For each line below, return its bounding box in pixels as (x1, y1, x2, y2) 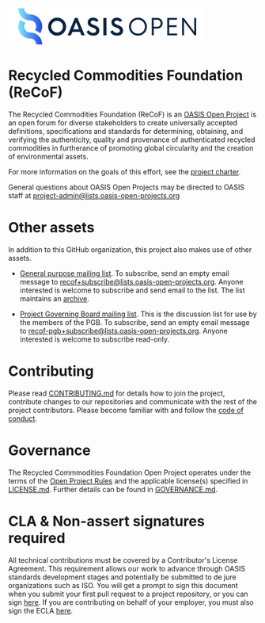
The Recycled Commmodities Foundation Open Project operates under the (8, 468, 252, 477)
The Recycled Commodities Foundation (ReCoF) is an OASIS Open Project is (8, 109, 257, 119)
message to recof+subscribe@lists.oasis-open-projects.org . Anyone (19, 277, 244, 286)
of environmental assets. (8, 151, 89, 161)
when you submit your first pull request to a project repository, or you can (8, 589, 248, 598)
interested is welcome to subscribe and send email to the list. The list (19, 285, 245, 295)
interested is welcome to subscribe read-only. (19, 334, 170, 344)
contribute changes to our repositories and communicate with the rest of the (8, 396, 257, 406)
